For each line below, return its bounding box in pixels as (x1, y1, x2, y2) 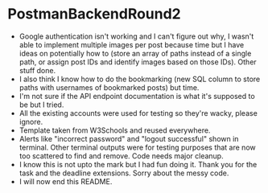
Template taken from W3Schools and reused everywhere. (19, 125, 211, 135)
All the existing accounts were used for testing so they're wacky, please (19, 108, 258, 117)
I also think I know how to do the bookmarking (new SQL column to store (19, 74, 261, 84)
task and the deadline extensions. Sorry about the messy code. (19, 168, 229, 178)
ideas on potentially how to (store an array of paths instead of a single (19, 48, 252, 58)
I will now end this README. (19, 176, 113, 186)
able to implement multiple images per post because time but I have (19, 39, 245, 49)
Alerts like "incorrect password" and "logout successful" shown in (19, 133, 239, 143)
